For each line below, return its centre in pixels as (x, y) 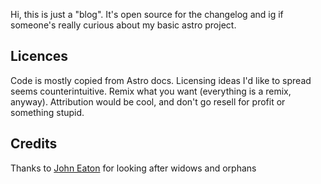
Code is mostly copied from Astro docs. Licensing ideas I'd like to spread (161, 80)
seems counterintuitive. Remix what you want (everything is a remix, (151, 91)
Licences (39, 56)
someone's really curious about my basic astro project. (123, 25)
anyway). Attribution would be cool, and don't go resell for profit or (148, 101)
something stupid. (47, 112)
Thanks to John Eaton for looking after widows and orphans (133, 168)
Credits (34, 144)
